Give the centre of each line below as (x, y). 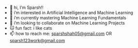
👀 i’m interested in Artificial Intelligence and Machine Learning (71, 13)
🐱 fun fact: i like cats (31, 28)
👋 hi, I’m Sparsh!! (26, 8)
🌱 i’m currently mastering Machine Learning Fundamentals (68, 18)
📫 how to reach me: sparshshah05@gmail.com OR (61, 33)
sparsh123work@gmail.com (37, 40)
